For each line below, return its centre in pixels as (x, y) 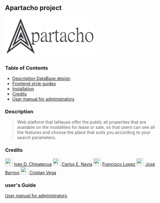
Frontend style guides (34, 84)
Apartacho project (33, 8)
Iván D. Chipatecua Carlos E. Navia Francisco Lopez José (85, 164)
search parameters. (37, 138)
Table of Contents (27, 68)
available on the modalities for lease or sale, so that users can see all (86, 127)
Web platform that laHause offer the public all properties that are (81, 122)
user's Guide (21, 185)
